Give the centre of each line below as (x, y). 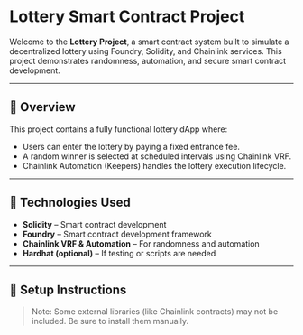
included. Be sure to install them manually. (110, 321)
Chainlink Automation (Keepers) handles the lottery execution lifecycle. (154, 165)
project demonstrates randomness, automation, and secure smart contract (148, 60)
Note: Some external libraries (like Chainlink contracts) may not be (155, 312)
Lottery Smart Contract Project (127, 17)
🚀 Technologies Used (70, 203)
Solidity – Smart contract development (94, 224)
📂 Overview (42, 107)
